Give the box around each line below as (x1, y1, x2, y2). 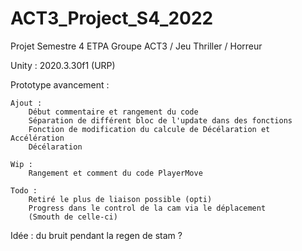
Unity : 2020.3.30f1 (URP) (10, 59, 116, 71)
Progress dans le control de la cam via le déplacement (28, 203, 267, 213)
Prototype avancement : (10, 78, 110, 91)
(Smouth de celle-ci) (28, 212, 118, 222)
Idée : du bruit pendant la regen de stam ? (10, 229, 183, 241)
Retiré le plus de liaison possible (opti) (28, 194, 213, 204)
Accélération (10, 133, 65, 143)
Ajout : (10, 98, 43, 108)
